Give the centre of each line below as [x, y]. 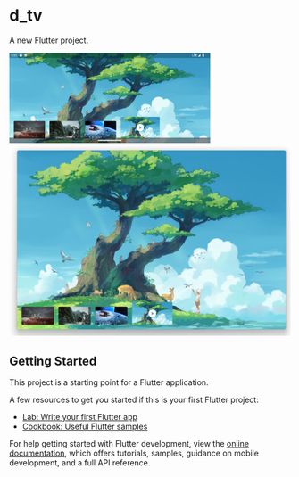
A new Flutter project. [49, 40]
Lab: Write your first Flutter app [80, 417]
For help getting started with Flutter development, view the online [129, 444]
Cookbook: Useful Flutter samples [85, 427]
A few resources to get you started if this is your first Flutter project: [134, 400]
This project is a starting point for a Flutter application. [109, 382]
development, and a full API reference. [80, 463]
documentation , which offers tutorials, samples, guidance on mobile [134, 453]
